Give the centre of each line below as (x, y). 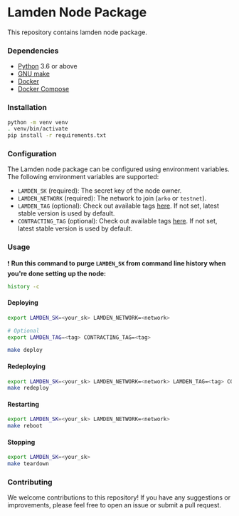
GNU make (33, 74)
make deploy (25, 350)
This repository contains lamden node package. (77, 32)
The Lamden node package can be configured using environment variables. (118, 169)
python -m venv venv (38, 122)
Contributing (30, 482)
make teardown (28, 464)
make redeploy (28, 388)
